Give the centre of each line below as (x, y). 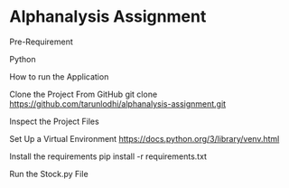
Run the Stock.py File (49, 174)
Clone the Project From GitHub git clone (84, 94)
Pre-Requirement (42, 42)
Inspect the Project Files (54, 121)
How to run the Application (59, 76)
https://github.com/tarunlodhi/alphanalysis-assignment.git (118, 103)
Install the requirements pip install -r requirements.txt (108, 156)
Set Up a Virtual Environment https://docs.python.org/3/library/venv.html (144, 138)
